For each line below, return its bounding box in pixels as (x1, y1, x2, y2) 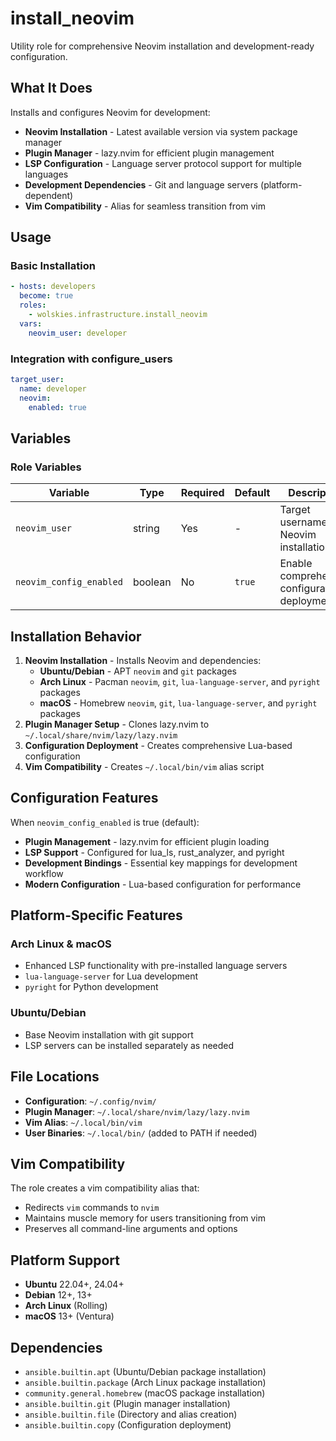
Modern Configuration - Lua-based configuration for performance (24, 878, 302, 890)
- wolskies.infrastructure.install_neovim (28, 310, 208, 320)
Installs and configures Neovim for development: (10, 106, 211, 118)
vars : (19, 318, 43, 329)
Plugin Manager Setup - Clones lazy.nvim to (24, 718, 210, 730)
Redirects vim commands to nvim (24, 1202, 160, 1214)
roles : (19, 300, 47, 311)
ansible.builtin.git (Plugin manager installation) (24, 1398, 231, 1410)
